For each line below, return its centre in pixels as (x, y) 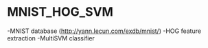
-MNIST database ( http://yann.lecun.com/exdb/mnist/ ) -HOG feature (104, 31)
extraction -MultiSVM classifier (51, 38)
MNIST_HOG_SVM (60, 12)
